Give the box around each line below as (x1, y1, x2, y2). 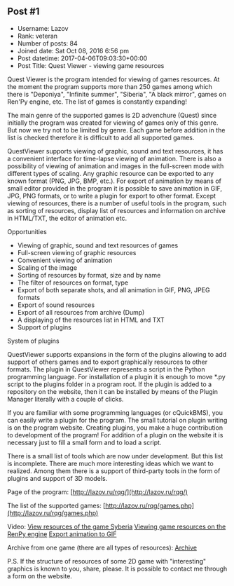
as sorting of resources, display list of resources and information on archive (7, 206, 226, 214)
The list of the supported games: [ (7, 501, 106, 510)
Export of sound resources (17, 301, 95, 309)
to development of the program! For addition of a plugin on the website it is (7, 430, 223, 439)
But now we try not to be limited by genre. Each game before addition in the (7, 125, 226, 134)
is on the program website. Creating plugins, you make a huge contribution (7, 423, 223, 432)
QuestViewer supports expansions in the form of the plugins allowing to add (7, 350, 226, 358)
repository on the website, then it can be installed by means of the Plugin (7, 387, 219, 395)
